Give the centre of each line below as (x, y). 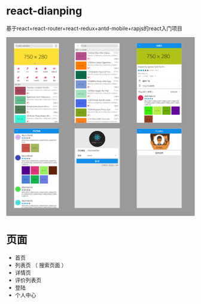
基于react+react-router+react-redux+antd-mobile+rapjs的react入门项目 (94, 28)
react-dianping (44, 11)
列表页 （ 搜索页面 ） (41, 265)
